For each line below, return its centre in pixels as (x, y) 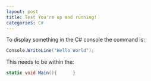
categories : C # (25, 23)
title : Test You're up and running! (51, 17)
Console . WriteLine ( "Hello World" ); (50, 51)
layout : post (22, 12)
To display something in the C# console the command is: (76, 40)
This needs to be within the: (40, 62)
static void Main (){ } (41, 73)
